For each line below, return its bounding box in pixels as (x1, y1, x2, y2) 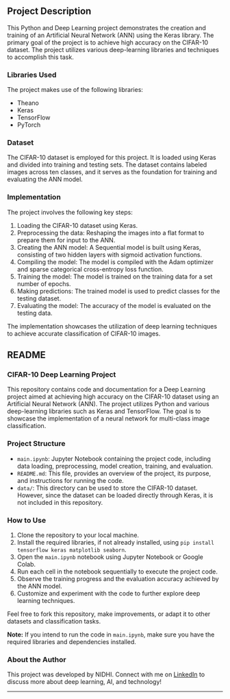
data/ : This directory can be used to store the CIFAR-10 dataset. (16, 484, 198, 492)
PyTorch (16, 121, 41, 129)
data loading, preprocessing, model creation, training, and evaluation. (16, 462, 214, 470)
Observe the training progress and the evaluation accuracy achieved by (16, 574, 219, 582)
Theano (16, 99, 39, 107)
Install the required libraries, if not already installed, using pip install (16, 538, 214, 546)
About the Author (7, 654, 66, 664)
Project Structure (7, 439, 66, 449)
